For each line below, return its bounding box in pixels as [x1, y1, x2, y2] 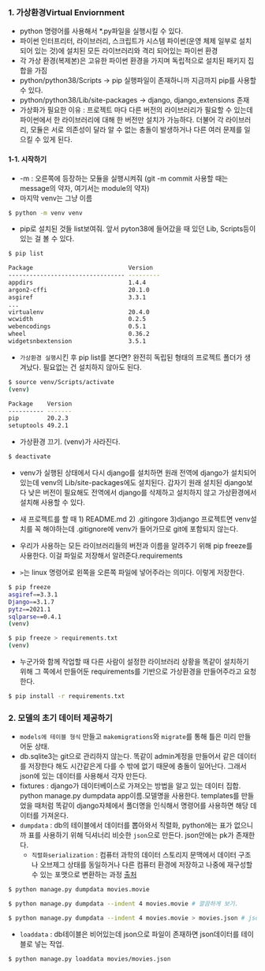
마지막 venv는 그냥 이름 [19, 193, 93, 203]
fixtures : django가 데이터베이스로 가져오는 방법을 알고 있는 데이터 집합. [19, 781, 241, 790]
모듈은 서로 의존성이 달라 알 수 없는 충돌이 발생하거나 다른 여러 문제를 [30, 125, 243, 135]
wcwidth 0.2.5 [8, 316, 147, 323]
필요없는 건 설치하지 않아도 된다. [43, 362, 142, 372]
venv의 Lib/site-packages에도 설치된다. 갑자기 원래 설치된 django [40, 478, 247, 487]
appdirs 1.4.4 [8, 278, 147, 286]
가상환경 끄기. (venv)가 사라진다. [19, 437, 121, 446]
